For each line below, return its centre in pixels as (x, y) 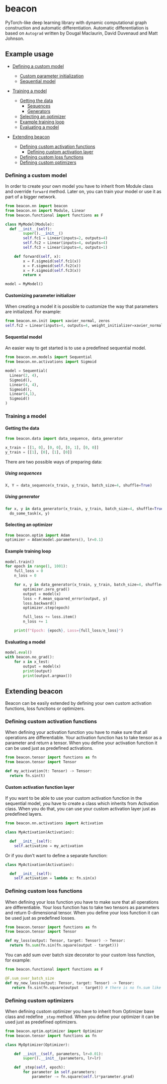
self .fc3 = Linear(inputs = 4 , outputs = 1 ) (65, 248)
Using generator (22, 497)
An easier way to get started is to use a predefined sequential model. (76, 348)
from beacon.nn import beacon (37, 206)
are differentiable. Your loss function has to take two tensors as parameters (82, 907)
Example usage (29, 54)
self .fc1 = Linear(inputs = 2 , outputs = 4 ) (65, 238)
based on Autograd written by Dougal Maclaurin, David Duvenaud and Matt (82, 33)
